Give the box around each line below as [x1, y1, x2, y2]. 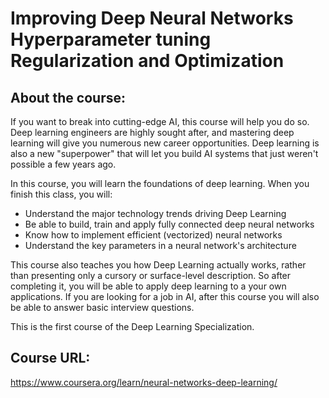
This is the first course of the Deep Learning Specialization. [10, 321, 255, 332]
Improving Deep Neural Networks [10, 7, 294, 30]
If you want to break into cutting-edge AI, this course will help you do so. [10, 116, 310, 127]
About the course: [10, 89, 126, 106]
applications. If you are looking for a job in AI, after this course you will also [10, 291, 320, 302]
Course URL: [10, 350, 91, 367]
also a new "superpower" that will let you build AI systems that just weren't [10, 148, 319, 159]
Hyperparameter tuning [10, 28, 212, 51]
